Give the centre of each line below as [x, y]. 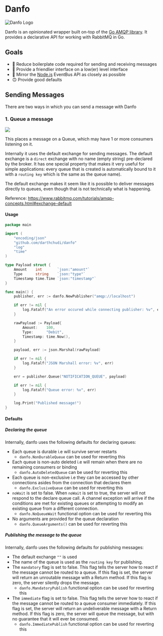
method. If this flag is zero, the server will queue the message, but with [83, 614]
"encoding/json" [30, 238]
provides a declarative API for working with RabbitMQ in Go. [65, 37]
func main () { [19, 292]
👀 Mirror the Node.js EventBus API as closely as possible [69, 74]
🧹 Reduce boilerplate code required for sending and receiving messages [84, 64]
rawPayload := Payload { [38, 323]
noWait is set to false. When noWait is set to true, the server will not [79, 493]
